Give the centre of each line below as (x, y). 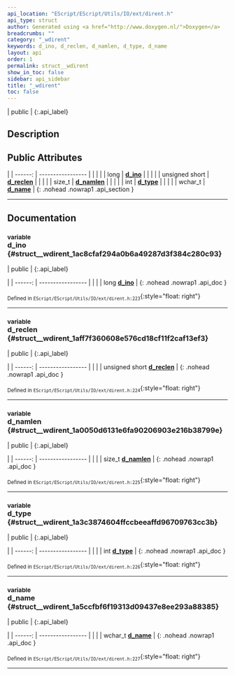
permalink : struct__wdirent (48, 66)
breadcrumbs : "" (31, 33)
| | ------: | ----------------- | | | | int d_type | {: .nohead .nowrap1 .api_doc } (116, 551)
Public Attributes (45, 157)
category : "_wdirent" (39, 40)
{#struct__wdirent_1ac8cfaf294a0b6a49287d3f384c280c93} (115, 254)
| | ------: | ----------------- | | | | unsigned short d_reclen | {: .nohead (108, 367)
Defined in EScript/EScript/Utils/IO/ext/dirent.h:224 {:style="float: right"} (104, 389)
